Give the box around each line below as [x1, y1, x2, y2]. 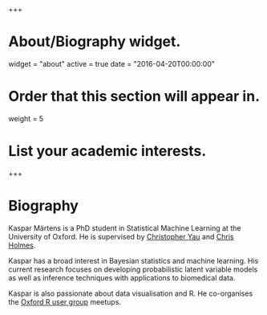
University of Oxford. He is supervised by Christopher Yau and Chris [8, 231, 234, 241]
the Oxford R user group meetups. [8, 297, 122, 306]
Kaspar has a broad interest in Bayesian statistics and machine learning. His [8, 256, 259, 265]
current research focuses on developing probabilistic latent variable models [8, 264, 258, 274]
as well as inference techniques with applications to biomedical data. [8, 272, 236, 282]
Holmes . [8, 240, 36, 250]
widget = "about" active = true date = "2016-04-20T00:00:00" [8, 59, 215, 68]
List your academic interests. [8, 142, 207, 161]
